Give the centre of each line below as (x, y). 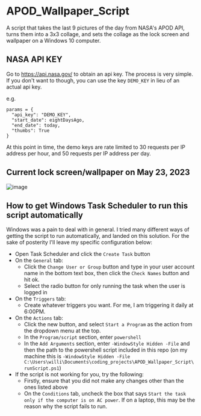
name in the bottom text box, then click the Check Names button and (107, 273)
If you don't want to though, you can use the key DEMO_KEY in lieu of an (93, 80)
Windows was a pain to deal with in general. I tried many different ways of (98, 229)
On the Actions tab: (39, 318)
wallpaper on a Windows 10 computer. (54, 40)
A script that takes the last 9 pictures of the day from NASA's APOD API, (95, 28)
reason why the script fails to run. (65, 406)
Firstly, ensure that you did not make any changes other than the (104, 381)
